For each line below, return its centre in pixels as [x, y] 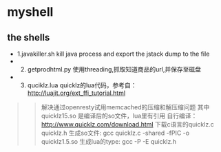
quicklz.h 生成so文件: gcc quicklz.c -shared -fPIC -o [115, 133]
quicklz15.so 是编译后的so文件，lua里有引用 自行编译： [119, 116]
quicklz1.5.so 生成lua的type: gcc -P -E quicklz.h [109, 141]
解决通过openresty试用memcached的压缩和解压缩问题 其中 [125, 107]
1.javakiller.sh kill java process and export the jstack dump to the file [113, 54]
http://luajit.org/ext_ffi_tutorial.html [76, 93]
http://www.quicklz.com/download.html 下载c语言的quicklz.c [128, 124]
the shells [29, 37]
